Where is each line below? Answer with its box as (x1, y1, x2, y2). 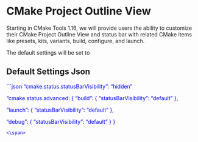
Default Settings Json (6, 67, 90, 77)
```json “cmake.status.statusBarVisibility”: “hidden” (6, 83, 133, 90)
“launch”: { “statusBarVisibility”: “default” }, (6, 106, 114, 113)
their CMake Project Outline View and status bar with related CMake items (6, 30, 192, 38)
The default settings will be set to (6, 49, 90, 56)
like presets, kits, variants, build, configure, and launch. (6, 37, 145, 44)
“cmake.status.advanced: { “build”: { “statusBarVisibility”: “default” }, (6, 94, 179, 101)
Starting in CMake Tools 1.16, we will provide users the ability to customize (6, 24, 193, 32)
